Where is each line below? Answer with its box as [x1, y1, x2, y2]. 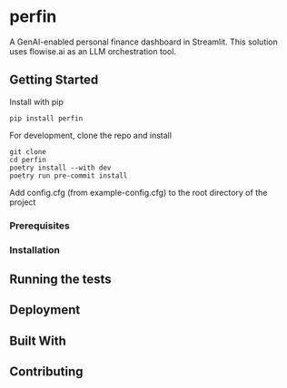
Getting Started [9, 73, 99, 88]
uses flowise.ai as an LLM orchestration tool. [9, 45, 177, 56]
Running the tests [9, 271, 112, 286]
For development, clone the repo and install [9, 130, 173, 141]
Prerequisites [9, 219, 70, 232]
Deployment [9, 302, 81, 318]
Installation [9, 243, 61, 256]
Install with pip [9, 96, 64, 107]
